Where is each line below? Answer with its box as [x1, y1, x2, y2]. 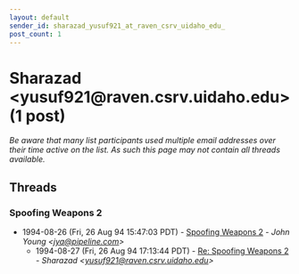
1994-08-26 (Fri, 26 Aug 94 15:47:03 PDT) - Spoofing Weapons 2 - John [21, 227, 290, 237]
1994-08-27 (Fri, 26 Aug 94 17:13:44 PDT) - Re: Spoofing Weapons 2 [35, 246, 289, 256]
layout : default [9, 12, 70, 22]
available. [9, 154, 46, 165]
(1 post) [9, 106, 66, 125]
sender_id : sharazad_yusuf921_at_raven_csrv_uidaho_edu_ [9, 21, 226, 30]
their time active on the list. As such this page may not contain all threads [9, 144, 281, 156]
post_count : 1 [9, 29, 62, 38]
